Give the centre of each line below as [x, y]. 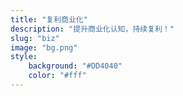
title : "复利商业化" [49, 19]
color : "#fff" [57, 76]
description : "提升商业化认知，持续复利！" [92, 29]
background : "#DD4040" [75, 66]
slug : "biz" [35, 38]
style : [24, 57]
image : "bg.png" [44, 47]
